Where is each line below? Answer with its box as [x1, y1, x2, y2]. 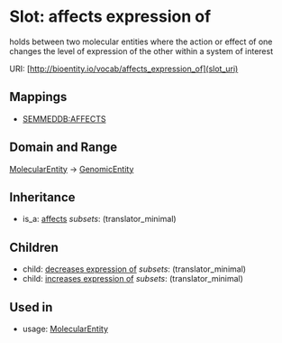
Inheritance [9, 190, 76, 205]
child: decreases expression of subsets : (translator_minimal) [22, 264, 246, 274]
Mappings [9, 89, 68, 105]
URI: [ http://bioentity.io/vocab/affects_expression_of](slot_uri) [9, 63, 239, 74]
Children [9, 239, 59, 255]
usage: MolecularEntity [22, 323, 109, 334]
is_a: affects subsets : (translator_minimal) [22, 214, 177, 225]
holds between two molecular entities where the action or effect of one [9, 36, 273, 47]
